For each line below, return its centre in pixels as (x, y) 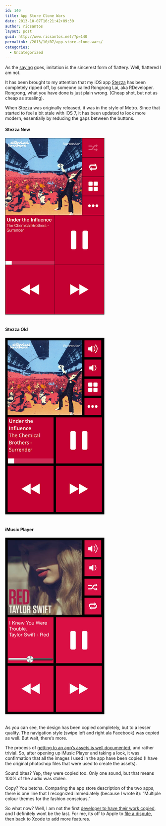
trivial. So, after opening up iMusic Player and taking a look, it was (72, 753)
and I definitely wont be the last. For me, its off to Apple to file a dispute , (79, 814)
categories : (17, 47)
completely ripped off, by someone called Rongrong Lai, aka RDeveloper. (80, 88)
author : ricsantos (24, 26)
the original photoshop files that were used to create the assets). (71, 764)
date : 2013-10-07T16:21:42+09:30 (40, 21)
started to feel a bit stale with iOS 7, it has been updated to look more (76, 113)
